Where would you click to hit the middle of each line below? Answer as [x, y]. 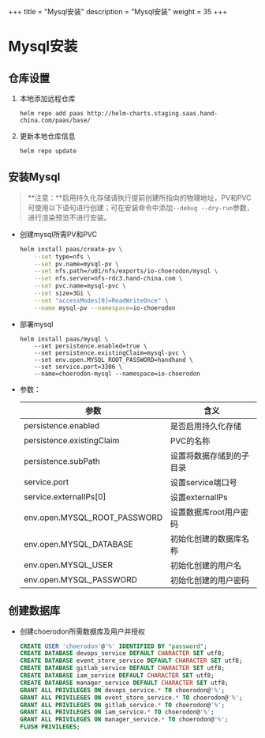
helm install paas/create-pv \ [71, 249]
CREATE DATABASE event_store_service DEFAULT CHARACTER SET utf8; [131, 661]
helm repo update [48, 151]
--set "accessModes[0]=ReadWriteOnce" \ [101, 300]
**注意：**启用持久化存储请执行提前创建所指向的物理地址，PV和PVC [139, 198]
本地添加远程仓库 [47, 98]
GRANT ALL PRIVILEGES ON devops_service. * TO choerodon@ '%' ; [122, 690]
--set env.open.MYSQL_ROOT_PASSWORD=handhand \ [114, 360]
